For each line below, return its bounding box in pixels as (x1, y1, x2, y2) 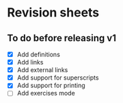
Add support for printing (16, 81, 85, 90)
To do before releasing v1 (7, 32, 116, 44)
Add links (16, 58, 44, 67)
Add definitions (16, 50, 60, 58)
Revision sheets (7, 5, 100, 21)
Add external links (16, 66, 68, 74)
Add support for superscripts (16, 73, 99, 82)
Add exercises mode (16, 89, 75, 98)
